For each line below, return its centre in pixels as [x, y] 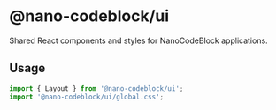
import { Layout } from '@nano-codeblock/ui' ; [96, 88]
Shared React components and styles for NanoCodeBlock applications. [138, 40]
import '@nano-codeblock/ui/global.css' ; [87, 97]
